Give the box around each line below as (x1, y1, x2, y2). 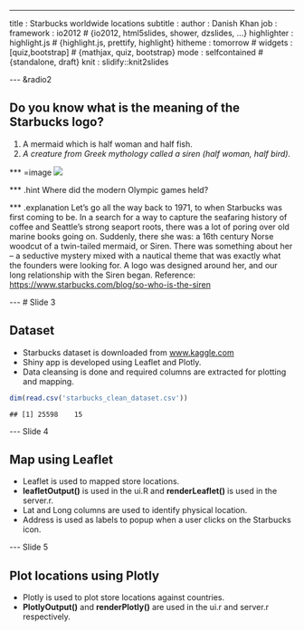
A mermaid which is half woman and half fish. (22, 138, 193, 150)
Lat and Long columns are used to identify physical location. (22, 505, 248, 516)
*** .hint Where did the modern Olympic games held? (9, 184, 209, 195)
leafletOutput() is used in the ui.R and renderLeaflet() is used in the (22, 486, 278, 497)
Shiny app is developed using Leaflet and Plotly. (22, 356, 202, 367)
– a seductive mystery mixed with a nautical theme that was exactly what (9, 250, 281, 261)
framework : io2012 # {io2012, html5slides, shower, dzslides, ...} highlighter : (9, 28, 294, 38)
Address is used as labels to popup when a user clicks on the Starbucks (22, 514, 291, 526)
